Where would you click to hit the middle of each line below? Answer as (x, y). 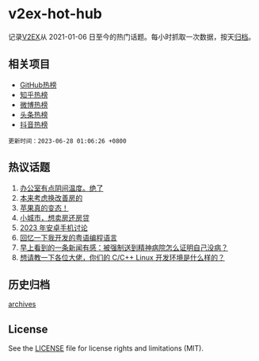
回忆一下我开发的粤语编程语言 (68, 237)
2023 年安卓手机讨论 (54, 228)
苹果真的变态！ (44, 208)
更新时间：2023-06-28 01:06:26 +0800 (67, 141)
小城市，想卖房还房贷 (54, 217)
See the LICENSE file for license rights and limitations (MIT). (106, 348)
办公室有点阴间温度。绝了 (61, 188)
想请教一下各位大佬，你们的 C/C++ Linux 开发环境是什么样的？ (122, 257)
